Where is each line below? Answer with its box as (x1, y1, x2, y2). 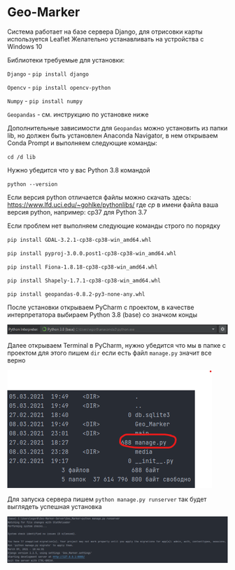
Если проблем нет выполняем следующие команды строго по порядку (7, 222, 220, 230)
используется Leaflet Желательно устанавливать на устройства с (7, 34, 204, 43)
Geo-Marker (7, 4, 80, 20)
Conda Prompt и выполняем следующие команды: (7, 138, 157, 147)
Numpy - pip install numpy (7, 96, 83, 105)
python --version (7, 180, 58, 188)
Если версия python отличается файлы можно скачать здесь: (7, 193, 192, 201)
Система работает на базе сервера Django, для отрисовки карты (7, 27, 203, 36)
